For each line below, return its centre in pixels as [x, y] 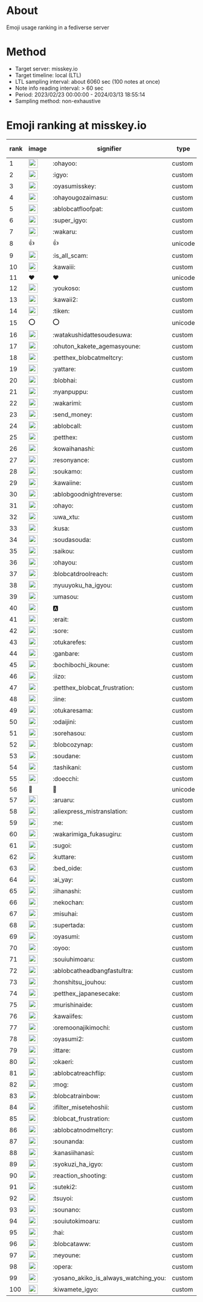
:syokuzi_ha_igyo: [78, 1164]
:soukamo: [67, 471]
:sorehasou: [69, 733]
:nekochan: [68, 902]
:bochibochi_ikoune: [81, 665]
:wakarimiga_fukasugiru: [87, 834]
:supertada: [69, 925]
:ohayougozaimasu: [80, 197]
